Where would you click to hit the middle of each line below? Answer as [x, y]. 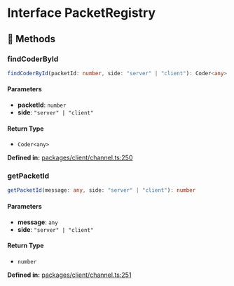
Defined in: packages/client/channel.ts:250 [70, 158]
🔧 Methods [32, 39]
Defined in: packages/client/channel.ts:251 [69, 275]
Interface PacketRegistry [82, 13]
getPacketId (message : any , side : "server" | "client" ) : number [102, 190]
